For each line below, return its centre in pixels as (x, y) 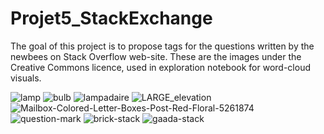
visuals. (26, 78)
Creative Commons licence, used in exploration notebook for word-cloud (160, 67)
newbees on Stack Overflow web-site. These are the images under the (156, 56)
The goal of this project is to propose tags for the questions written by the (162, 46)
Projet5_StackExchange (111, 18)
